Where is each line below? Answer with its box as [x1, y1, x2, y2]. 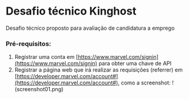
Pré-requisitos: [5, 39, 52, 48]
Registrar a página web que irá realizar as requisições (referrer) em [14, 66, 183, 73]
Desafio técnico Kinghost [5, 4, 137, 18]
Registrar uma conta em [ [14, 53, 78, 61]
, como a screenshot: [117, 79, 171, 86]
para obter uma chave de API [98, 60, 172, 67]
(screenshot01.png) [14, 86, 64, 93]
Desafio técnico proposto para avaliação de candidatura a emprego [5, 24, 175, 32]
